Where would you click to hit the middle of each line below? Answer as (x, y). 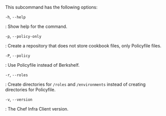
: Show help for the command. (36, 26)
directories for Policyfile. (30, 90)
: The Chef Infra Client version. (37, 109)
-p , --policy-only (23, 36)
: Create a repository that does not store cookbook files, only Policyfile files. (83, 46)
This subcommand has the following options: (51, 7)
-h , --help (15, 17)
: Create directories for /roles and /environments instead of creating (75, 84)
